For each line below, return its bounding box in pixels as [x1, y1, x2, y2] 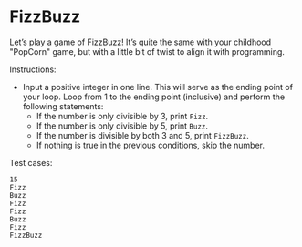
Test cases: [9, 157, 53, 168]
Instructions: [9, 64, 57, 75]
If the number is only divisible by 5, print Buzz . [36, 120, 208, 131]
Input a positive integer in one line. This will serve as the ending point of [22, 81, 294, 92]
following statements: [22, 100, 104, 111]
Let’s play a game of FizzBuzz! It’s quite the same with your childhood [9, 36, 272, 47]
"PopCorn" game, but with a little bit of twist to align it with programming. [9, 46, 286, 57]
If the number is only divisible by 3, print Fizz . [36, 110, 209, 121]
